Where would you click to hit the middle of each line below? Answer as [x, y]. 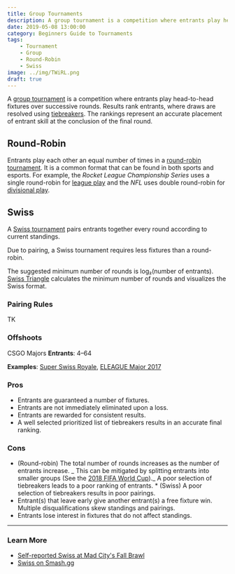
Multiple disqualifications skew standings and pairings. [96, 508]
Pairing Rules [30, 304]
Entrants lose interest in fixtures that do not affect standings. [105, 516]
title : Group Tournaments [45, 14]
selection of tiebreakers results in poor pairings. [86, 493]
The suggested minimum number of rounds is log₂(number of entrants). [111, 271]
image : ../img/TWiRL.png [43, 72]
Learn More [27, 540]
